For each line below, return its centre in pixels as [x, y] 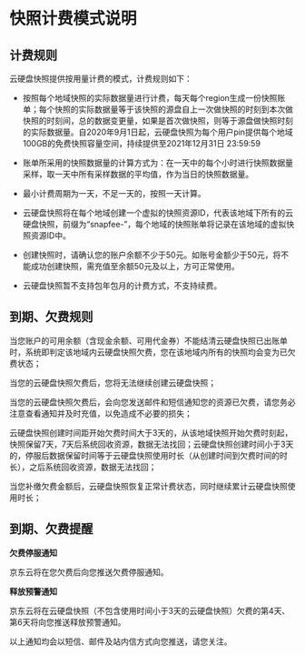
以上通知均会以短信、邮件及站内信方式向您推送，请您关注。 [121, 641]
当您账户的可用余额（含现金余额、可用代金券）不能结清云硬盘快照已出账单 [148, 340]
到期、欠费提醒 [51, 529]
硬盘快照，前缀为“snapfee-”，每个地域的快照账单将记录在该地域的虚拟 [154, 224]
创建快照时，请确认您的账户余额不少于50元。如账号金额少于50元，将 [152, 255]
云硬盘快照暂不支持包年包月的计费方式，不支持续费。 [122, 286]
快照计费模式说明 [74, 19]
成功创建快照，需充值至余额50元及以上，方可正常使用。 [135, 266]
